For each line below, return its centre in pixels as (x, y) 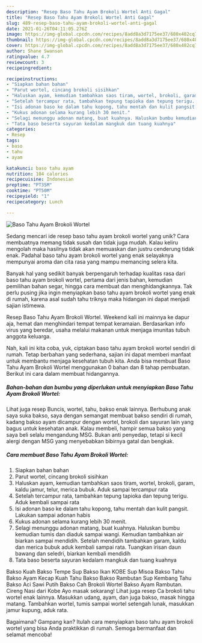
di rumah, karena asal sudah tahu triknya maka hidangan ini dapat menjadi (98, 299)
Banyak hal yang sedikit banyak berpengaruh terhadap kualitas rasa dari (96, 273)
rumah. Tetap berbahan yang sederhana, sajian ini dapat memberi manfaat (99, 354)
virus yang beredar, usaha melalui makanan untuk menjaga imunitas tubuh (98, 330)
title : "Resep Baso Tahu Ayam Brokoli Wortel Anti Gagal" (80, 17)
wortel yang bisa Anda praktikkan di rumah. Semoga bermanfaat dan (91, 628)
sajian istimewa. (26, 305)
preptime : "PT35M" (29, 185)
